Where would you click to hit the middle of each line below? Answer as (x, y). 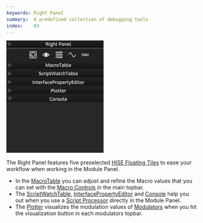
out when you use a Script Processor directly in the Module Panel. (98, 200)
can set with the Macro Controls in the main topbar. (80, 188)
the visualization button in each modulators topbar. (79, 213)
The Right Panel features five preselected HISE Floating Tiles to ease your (99, 163)
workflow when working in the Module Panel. (63, 169)
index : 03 (23, 26)
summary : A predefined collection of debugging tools (77, 19)
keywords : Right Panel (35, 13)
